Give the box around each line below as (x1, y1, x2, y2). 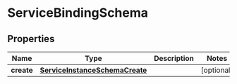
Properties (7, 33, 55, 45)
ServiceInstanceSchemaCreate (39, 65, 147, 75)
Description (154, 54, 194, 63)
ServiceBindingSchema (7, 5, 149, 21)
